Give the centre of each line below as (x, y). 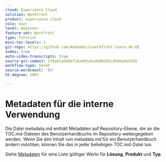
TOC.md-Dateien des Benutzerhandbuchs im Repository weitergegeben (79, 133)
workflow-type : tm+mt (28, 65)
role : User (16, 24)
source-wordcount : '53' (30, 70)
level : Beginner (22, 28)
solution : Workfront (27, 14)
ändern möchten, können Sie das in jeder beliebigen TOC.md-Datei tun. (79, 144)
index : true (17, 51)
